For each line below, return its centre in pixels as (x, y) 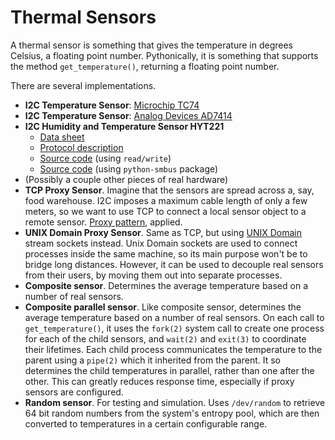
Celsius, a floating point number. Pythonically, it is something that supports (164, 55)
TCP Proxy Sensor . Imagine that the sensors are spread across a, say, (169, 190)
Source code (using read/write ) (105, 158)
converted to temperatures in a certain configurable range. (146, 423)
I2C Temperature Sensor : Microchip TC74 (112, 105)
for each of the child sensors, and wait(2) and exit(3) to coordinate (165, 338)
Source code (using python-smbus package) (129, 168)
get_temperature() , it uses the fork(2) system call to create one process (174, 328)
